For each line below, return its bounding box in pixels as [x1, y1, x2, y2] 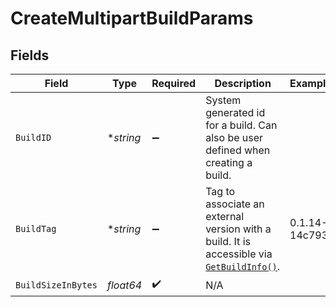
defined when [205, 143, 271, 157]
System [205, 93, 242, 107]
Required [151, 77, 197, 90]
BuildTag [15, 223, 57, 234]
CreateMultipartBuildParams [10, 7, 254, 30]
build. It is [205, 235, 251, 248]
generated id [205, 106, 266, 119]
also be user [205, 131, 264, 144]
